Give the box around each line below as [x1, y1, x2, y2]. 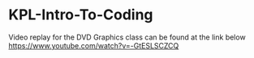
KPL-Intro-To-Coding [8, 6, 153, 24]
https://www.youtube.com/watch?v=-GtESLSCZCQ [8, 40, 179, 50]
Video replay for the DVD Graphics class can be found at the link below [8, 32, 246, 42]
